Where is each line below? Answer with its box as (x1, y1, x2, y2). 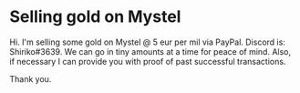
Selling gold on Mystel (9, 6, 181, 27)
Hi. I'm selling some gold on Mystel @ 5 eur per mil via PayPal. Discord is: (9, 36, 285, 47)
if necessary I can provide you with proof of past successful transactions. (9, 56, 286, 67)
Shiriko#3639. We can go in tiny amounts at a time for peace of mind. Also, (9, 46, 292, 57)
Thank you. (9, 73, 52, 84)
